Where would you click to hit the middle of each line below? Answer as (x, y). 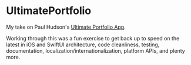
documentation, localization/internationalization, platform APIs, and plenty (95, 50)
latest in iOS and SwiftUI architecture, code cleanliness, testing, (83, 45)
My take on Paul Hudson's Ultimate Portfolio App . (66, 27)
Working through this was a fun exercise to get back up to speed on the (93, 38)
